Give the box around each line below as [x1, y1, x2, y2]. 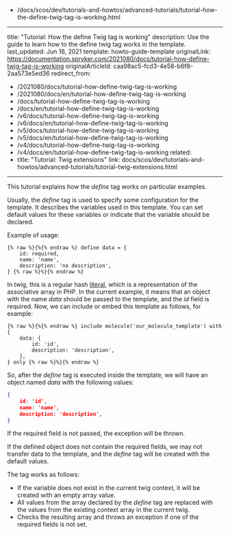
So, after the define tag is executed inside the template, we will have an [7, 371, 208, 379]
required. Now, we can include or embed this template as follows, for [7, 302, 201, 310]
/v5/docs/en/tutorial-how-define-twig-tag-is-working [16, 134, 169, 141]
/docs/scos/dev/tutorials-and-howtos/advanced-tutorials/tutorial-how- [16, 6, 218, 14]
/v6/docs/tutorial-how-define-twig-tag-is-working [16, 112, 159, 119]
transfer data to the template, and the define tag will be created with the [7, 450, 210, 458]
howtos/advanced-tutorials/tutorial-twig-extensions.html [16, 163, 178, 171]
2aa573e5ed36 [7, 69, 50, 78]
